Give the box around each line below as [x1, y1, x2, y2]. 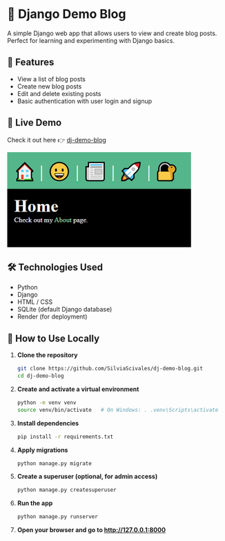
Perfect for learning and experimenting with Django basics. [7, 36, 175, 44]
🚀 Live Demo [7, 117, 62, 129]
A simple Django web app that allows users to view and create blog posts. [7, 29, 217, 37]
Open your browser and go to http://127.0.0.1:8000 [17, 526, 166, 534]
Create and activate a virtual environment [17, 385, 139, 393]
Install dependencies [17, 419, 79, 427]
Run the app [17, 499, 53, 507]
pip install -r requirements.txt [17, 433, 114, 440]
